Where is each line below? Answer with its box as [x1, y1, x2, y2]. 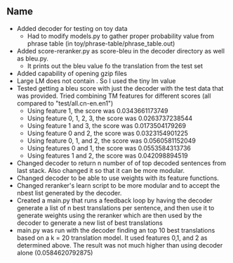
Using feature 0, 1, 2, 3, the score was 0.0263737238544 [27, 114, 193, 122]
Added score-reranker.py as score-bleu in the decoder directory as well [16, 46, 225, 55]
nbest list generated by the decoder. [16, 188, 122, 197]
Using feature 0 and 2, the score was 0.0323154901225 [27, 129, 189, 137]
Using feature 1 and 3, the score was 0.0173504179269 [27, 121, 187, 129]
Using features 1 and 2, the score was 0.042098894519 [27, 151, 189, 160]
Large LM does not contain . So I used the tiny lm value [16, 77, 176, 85]
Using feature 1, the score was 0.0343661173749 [27, 106, 168, 115]
